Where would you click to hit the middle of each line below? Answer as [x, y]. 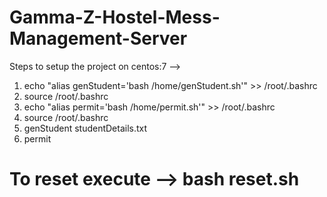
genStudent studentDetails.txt [85, 128]
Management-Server [98, 38]
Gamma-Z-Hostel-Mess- [115, 17]
